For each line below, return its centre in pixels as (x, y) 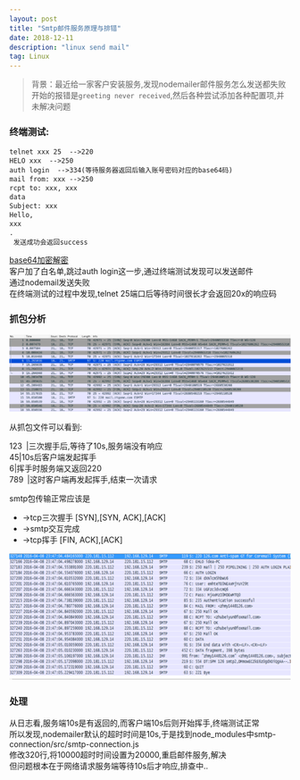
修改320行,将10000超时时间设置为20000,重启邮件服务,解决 (118, 754)
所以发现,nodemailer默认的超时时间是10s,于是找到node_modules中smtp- (143, 734)
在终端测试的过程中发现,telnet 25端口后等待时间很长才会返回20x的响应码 (143, 294)
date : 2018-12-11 (42, 38)
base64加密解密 (39, 260)
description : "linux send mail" (69, 47)
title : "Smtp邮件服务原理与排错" (66, 28)
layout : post (33, 19)
